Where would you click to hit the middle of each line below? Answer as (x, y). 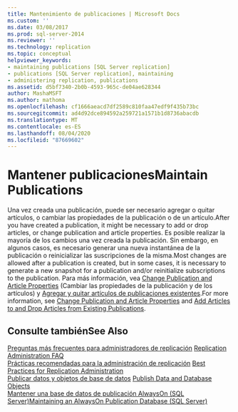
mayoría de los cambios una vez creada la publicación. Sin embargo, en (113, 240)
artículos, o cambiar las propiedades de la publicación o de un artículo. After (119, 217)
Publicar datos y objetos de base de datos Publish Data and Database (110, 378)
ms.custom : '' (29, 21)
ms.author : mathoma (36, 101)
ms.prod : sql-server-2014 (46, 34)
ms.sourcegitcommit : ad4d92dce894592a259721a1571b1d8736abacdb (103, 113)
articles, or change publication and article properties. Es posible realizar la (117, 233)
